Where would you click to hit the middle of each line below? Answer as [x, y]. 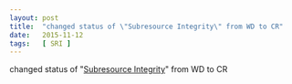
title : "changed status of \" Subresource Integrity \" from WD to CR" [146, 26]
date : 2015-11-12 [47, 35]
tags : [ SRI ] [40, 43]
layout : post [34, 18]
